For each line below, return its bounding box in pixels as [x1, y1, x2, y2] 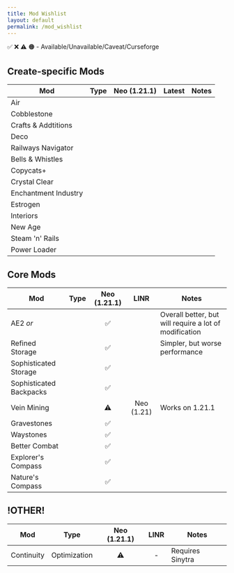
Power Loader [10, 245, 57, 255]
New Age [10, 222, 41, 232]
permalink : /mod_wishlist [7, 23, 82, 30]
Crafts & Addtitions [10, 120, 73, 130]
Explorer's [10, 453, 44, 462]
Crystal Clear [10, 177, 54, 187]
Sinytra [171, 554, 195, 564]
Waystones [10, 430, 47, 439]
